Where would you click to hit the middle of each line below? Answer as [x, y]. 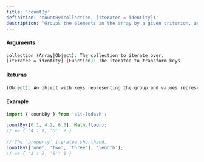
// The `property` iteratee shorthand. [57, 142]
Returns [17, 75]
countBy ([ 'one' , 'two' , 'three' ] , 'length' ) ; [65, 147]
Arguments [21, 42]
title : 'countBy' [28, 12]
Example [18, 101]
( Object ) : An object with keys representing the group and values [92, 88]
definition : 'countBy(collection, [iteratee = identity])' [83, 18]
